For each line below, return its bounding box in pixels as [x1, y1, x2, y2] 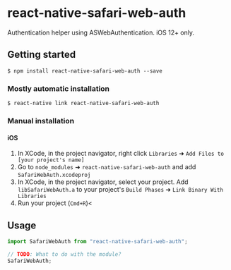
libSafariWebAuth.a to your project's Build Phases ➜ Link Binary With [17, 185, 224, 194]
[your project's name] [17, 157, 85, 164]
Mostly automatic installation [7, 83, 110, 93]
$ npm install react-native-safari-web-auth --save [7, 67, 162, 75]
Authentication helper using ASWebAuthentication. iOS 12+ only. [7, 28, 195, 37]
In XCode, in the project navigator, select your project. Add [17, 178, 189, 186]
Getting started [7, 49, 76, 61]
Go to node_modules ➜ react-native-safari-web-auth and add [17, 163, 196, 171]
